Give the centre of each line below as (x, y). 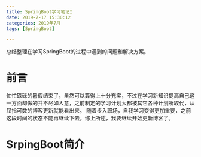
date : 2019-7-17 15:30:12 (38, 17)
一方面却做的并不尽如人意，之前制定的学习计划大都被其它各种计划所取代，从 (100, 103)
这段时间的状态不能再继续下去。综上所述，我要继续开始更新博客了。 (90, 118)
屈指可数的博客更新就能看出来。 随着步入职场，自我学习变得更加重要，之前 (99, 111)
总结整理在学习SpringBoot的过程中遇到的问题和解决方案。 (78, 52)
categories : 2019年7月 (33, 23)
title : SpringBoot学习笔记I (39, 12)
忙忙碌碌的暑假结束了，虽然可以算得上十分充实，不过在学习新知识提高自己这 (100, 96)
